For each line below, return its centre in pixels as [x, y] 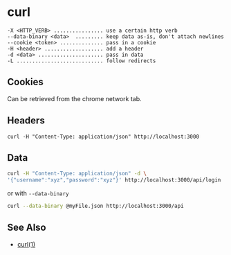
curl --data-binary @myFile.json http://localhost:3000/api [96, 206]
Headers [26, 121]
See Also [27, 228]
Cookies [25, 82]
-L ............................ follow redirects [82, 61]
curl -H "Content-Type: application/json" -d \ [77, 174]
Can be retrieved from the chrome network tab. [74, 98]
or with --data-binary [38, 193]
